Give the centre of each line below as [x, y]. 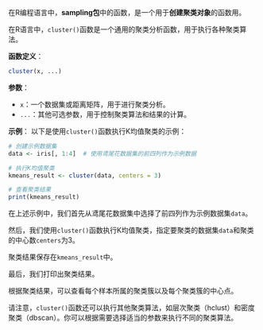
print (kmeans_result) [44, 197]
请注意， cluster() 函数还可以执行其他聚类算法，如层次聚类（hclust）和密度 [132, 308]
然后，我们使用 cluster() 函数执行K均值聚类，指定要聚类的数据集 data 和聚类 [131, 231]
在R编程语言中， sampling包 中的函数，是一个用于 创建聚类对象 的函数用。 [127, 12]
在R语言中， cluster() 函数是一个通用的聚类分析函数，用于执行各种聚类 [124, 29]
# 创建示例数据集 [33, 146]
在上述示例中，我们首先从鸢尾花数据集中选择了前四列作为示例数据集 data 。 [130, 213]
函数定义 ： [26, 56]
